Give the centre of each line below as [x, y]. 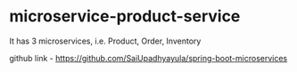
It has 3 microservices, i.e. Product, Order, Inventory [105, 41]
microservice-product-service [125, 16]
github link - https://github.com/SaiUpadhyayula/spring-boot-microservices [148, 58]
